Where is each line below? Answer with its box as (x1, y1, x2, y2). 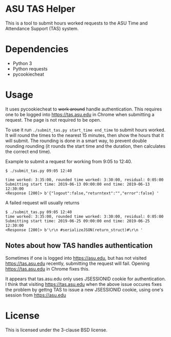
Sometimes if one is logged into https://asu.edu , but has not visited (5, 255, 147, 261)
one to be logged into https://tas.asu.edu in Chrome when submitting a (5, 111, 155, 118)
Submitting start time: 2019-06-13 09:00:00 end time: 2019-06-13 (5, 182, 150, 187)
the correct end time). (5, 148, 51, 154)
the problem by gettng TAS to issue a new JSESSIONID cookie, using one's (5, 286, 164, 293)
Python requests (12, 65, 48, 72)
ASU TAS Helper (5, 3, 76, 15)
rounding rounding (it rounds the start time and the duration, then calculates (5, 143, 165, 149)
